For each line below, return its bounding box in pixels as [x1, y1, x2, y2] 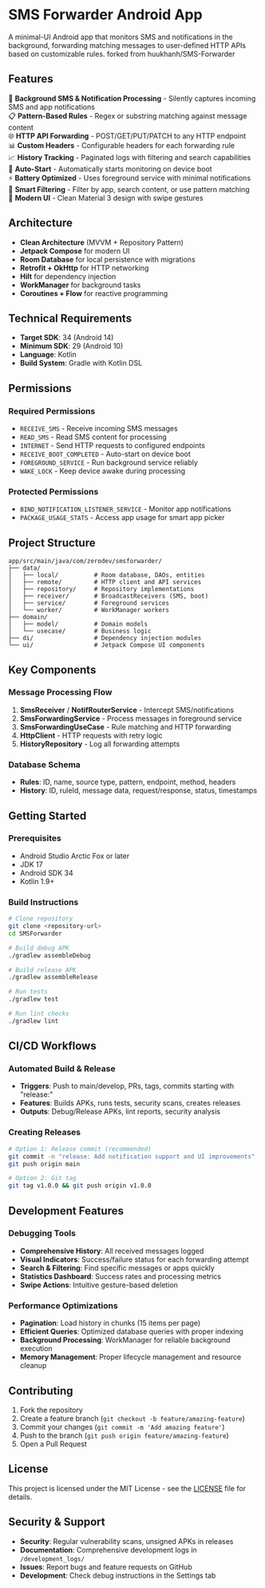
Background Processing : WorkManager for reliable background [19, 1335, 231, 1345]
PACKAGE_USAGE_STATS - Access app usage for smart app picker [19, 513, 225, 522]
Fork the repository [19, 1405, 84, 1414]
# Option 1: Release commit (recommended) [8, 1145, 152, 1153]
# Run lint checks [8, 1010, 69, 1018]
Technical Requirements [8, 311, 132, 325]
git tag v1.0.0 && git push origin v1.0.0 [8, 1182, 152, 1190]
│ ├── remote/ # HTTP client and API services [8, 578, 202, 586]
